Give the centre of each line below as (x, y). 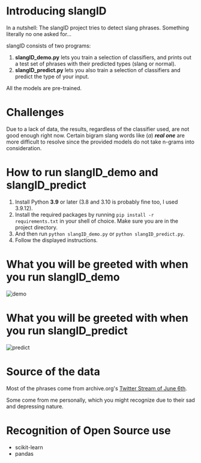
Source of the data (53, 371)
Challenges (35, 113)
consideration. (24, 148)
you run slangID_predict (67, 331)
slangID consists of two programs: (49, 46)
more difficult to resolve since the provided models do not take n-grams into (100, 142)
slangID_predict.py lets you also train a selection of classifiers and (98, 70)
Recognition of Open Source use (88, 430)
